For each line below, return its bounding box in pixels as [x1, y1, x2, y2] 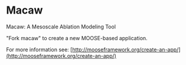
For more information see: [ [6, 45, 73, 53]
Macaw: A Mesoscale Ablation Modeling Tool [6, 23, 116, 30]
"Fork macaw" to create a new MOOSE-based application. [6, 34, 148, 41]
